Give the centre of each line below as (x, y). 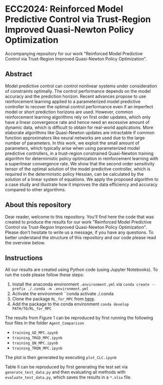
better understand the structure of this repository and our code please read (81, 237)
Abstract (19, 74)
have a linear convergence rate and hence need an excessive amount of (77, 122)
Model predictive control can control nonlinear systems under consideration (81, 86)
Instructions (24, 258)
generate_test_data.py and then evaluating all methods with (65, 372)
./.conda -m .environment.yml (58, 289)
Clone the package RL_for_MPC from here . (54, 299)
